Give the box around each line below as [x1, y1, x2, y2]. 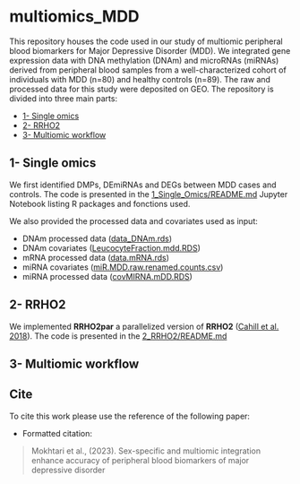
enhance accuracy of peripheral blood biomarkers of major [30, 454, 250, 465]
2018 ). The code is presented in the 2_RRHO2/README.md [9, 330, 227, 341]
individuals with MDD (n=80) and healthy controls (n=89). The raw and [9, 73, 271, 84]
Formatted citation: [21, 428, 92, 438]
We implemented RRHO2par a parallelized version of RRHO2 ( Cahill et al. [9, 321, 279, 332]
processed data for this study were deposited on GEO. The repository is [9, 83, 275, 94]
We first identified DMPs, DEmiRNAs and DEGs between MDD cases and [9, 179, 277, 190]
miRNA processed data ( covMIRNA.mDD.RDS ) [21, 271, 193, 281]
